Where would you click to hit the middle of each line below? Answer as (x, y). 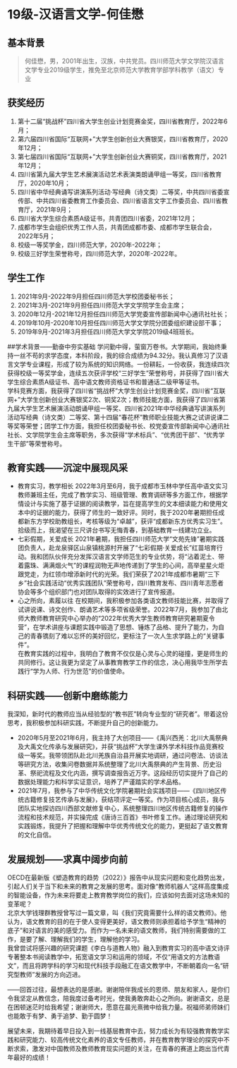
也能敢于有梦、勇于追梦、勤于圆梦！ (60, 1016)
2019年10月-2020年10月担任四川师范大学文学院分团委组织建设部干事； (120, 322)
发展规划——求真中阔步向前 (68, 859)
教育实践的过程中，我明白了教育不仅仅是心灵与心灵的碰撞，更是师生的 (126, 654)
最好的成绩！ (32, 1057)
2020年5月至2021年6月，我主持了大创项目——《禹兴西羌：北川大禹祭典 (122, 738)
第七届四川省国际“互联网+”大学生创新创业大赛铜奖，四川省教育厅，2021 (122, 157)
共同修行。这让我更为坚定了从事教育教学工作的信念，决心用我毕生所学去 (122, 662)
